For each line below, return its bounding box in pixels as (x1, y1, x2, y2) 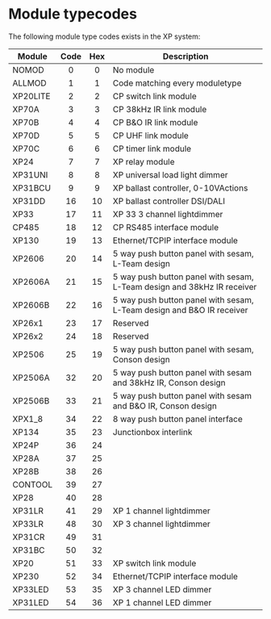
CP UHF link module (112, 130, 190, 141)
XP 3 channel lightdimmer (112, 518, 211, 529)
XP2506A (12, 372, 50, 383)
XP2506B (12, 395, 50, 406)
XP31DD (12, 195, 46, 207)
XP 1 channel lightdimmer (112, 505, 211, 517)
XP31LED (12, 596, 50, 608)
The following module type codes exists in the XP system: (8, 31, 201, 41)
